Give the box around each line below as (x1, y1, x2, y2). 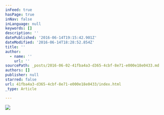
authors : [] (5, 68, 30, 73)
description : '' (5, 30, 39, 35)
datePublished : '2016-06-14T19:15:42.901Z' (5, 35, 97, 40)
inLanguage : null (5, 21, 41, 26)
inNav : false (5, 16, 32, 21)
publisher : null (5, 72, 39, 77)
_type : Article (5, 86, 37, 91)
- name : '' (9, 53, 32, 59)
